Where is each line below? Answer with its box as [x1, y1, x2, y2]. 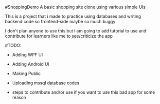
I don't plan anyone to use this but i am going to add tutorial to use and [5, 28, 147, 33]
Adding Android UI [12, 61, 50, 67]
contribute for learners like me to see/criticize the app [5, 33, 113, 39]
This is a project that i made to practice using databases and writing [5, 14, 141, 19]
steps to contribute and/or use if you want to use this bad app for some [12, 89, 155, 95]
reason [12, 94, 27, 100]
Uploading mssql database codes [12, 80, 79, 86]
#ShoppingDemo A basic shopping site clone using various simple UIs [5, 4, 146, 10]
